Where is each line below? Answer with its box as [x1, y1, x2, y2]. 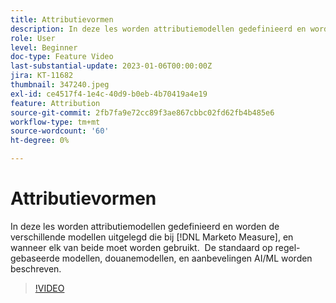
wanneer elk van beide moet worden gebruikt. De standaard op [10, 241, 273, 253]
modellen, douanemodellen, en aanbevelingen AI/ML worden [61, 252, 313, 264]
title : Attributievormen [10, 14, 114, 25]
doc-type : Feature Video [10, 52, 114, 62]
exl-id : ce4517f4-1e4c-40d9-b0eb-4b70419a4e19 [10, 89, 208, 99]
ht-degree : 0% [10, 136, 70, 146]
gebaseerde [10, 252, 60, 264]
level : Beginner [10, 42, 78, 53]
